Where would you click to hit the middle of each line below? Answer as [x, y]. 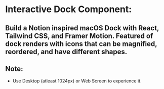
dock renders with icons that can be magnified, [81, 44]
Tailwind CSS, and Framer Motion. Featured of [79, 36]
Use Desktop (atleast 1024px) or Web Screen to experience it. [77, 81]
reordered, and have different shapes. [66, 52]
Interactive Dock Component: [69, 9]
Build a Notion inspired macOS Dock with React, [82, 28]
